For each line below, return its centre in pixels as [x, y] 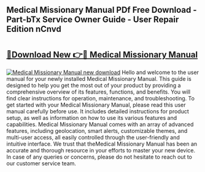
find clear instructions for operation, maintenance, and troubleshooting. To [101, 98]
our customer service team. [41, 163]
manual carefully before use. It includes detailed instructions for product [98, 111]
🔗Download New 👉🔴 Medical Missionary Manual [102, 54]
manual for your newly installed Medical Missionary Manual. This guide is [99, 79]
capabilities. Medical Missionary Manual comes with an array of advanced [100, 124]
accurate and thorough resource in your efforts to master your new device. [101, 150]
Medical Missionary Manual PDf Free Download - [102, 10]
